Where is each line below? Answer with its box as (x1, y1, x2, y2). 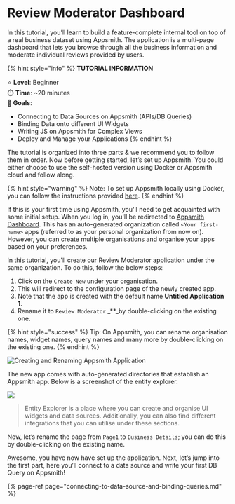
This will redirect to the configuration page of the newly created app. (17, 284, 216, 292)
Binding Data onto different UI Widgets (17, 119, 130, 128)
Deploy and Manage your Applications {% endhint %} (17, 135, 173, 143)
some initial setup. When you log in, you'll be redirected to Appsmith (7, 212, 205, 221)
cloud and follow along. (7, 170, 75, 179)
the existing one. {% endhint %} (7, 342, 100, 351)
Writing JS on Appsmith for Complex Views (17, 127, 142, 135)
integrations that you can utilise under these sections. (24, 418, 180, 427)
